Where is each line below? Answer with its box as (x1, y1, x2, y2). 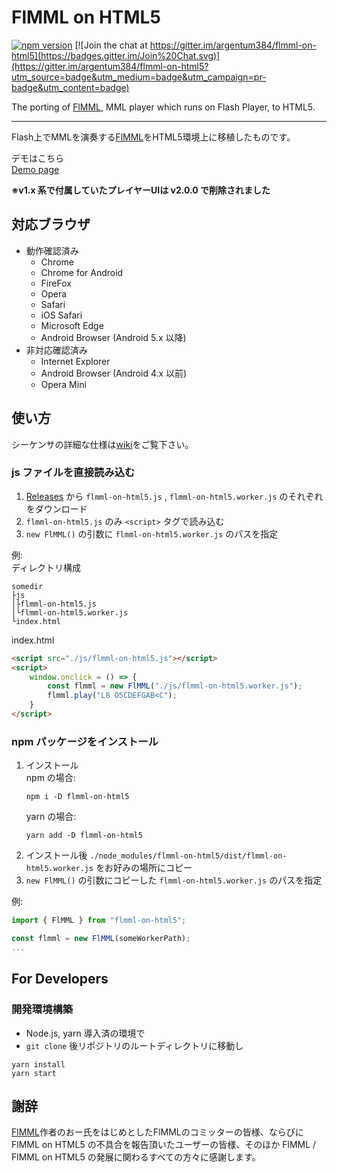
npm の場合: (25, 772, 76, 784)
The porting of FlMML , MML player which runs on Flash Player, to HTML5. (11, 101, 316, 113)
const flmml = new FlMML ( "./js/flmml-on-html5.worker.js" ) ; (47, 681, 303, 691)
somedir (11, 581, 44, 591)
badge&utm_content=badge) (11, 81, 130, 93)
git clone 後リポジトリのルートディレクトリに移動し (25, 1039, 244, 1051)
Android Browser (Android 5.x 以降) (40, 331, 187, 343)
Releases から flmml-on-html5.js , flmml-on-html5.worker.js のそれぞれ (25, 490, 324, 502)
